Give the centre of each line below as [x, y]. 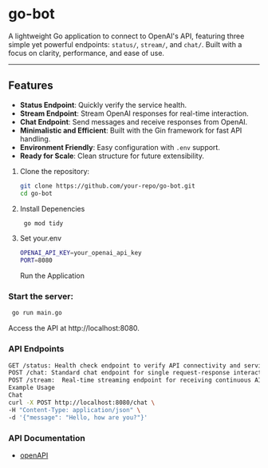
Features [31, 86]
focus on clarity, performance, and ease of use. [87, 53]
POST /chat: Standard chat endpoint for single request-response [119, 373]
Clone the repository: [55, 171]
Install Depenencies [52, 208]
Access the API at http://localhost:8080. [74, 328]
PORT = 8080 [36, 260]
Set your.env [41, 238]
